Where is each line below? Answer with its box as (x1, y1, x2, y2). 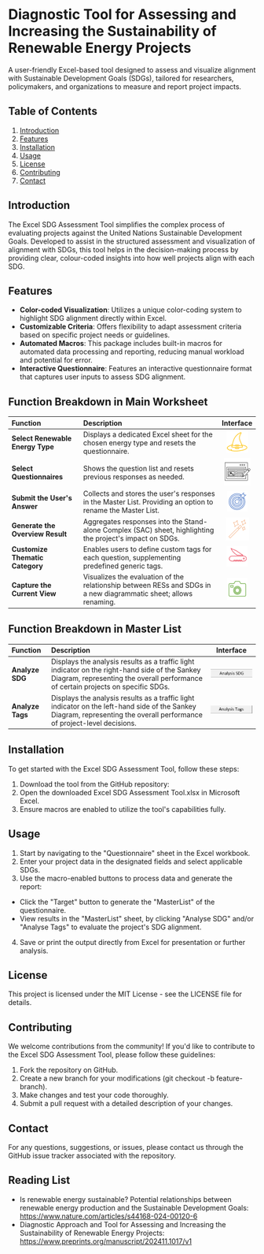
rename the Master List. (82, 506, 159, 515)
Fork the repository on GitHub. (19, 1066, 119, 1075)
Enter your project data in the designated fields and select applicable (19, 857, 243, 866)
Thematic (11, 553, 44, 562)
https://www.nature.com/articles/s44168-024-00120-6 (19, 1211, 198, 1221)
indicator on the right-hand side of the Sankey (50, 665, 201, 675)
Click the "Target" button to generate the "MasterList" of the (19, 897, 215, 906)
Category (11, 561, 43, 571)
